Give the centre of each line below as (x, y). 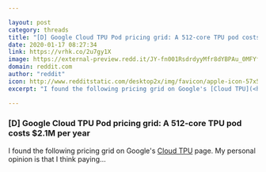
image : (19, 59)
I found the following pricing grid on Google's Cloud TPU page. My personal (132, 151)
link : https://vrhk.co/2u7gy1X (60, 52)
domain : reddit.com (40, 67)
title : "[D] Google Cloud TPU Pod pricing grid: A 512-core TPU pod (123, 37)
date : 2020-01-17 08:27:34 (53, 44)
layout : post (30, 22)
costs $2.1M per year (49, 133)
